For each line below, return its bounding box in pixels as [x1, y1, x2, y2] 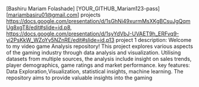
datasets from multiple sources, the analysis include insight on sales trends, [6, 56, 192, 62]
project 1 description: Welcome [115, 37, 192, 43]
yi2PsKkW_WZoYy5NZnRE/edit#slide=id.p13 [6, 37, 115, 43]
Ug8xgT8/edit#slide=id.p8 [6, 24, 71, 31]
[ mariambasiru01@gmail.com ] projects [6, 11, 101, 18]
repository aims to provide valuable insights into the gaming [6, 74, 153, 81]
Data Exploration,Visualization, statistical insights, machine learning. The [6, 68, 184, 75]
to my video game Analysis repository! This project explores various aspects [6, 43, 193, 50]
